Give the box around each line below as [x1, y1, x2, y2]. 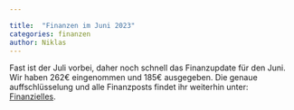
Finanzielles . [9, 91, 56, 102]
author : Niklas [9, 38, 67, 47]
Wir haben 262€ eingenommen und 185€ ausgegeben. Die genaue [9, 72, 258, 83]
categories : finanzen [9, 29, 91, 39]
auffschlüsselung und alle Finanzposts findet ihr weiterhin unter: [9, 82, 249, 93]
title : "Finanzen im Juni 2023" [9, 21, 136, 30]
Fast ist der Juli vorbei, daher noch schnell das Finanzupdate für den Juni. [9, 62, 287, 73]
